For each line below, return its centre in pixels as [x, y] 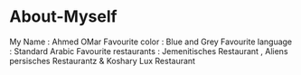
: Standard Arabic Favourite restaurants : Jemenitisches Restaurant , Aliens [149, 51]
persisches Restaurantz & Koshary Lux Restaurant [103, 61]
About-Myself [63, 17]
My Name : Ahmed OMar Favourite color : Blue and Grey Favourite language [151, 42]
